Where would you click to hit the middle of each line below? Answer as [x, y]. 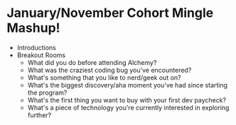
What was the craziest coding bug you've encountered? [109, 70]
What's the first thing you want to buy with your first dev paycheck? [127, 100]
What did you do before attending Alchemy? [92, 62]
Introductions [36, 47]
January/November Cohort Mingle [110, 13]
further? [39, 115]
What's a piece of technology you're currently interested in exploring [128, 107]
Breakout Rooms [41, 55]
